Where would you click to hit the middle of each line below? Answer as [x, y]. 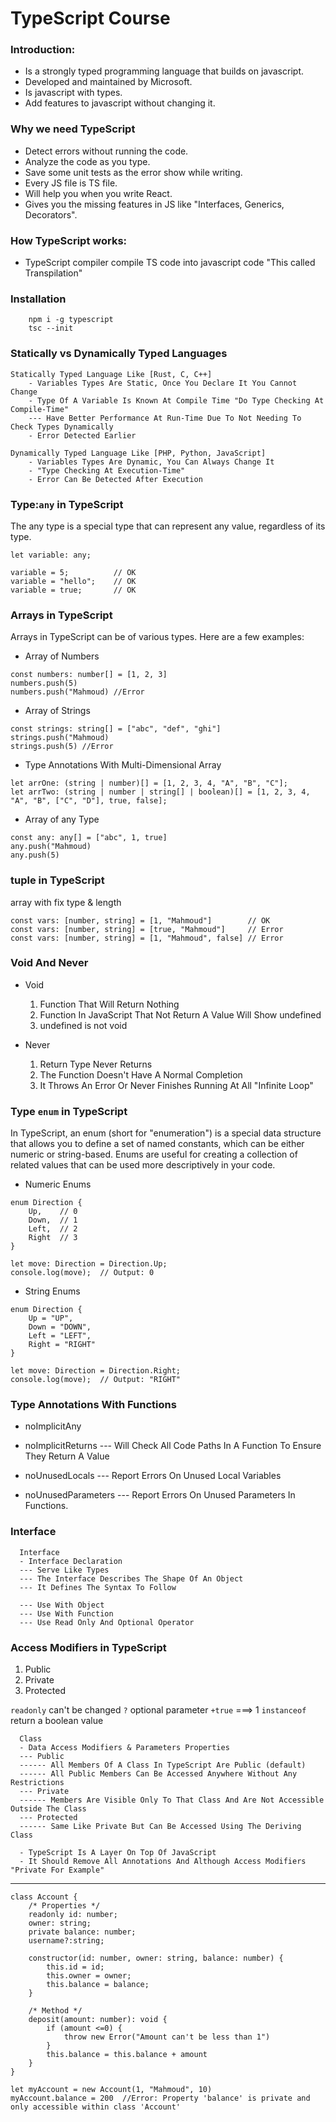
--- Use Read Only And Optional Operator [107, 1622]
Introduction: [43, 50]
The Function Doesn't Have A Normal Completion [141, 1074]
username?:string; [66, 1941]
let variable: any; [51, 555]
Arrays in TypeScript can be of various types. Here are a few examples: [157, 637]
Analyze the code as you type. [87, 161]
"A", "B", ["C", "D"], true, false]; [89, 801]
